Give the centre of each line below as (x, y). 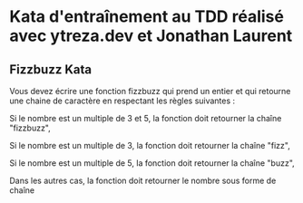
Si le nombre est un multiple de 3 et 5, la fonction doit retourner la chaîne (146, 118)
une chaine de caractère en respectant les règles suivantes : (122, 101)
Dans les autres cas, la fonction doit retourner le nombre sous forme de (143, 180)
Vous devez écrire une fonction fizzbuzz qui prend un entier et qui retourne (150, 91)
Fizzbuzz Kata (51, 69)
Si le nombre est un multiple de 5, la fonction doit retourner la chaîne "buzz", (152, 163)
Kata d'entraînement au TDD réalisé (147, 17)
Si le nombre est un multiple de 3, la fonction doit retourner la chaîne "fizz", (150, 145)
